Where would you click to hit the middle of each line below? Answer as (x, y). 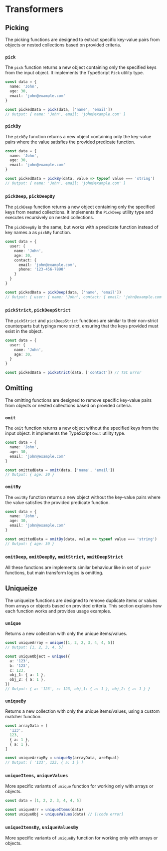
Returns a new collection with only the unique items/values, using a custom (83, 711)
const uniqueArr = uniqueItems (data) (44, 810)
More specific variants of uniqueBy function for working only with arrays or (82, 838)
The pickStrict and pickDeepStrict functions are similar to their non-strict (82, 320)
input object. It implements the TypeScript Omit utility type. (65, 433)
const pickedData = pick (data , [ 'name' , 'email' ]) (59, 109)
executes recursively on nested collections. (50, 218)
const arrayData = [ (27, 726)
